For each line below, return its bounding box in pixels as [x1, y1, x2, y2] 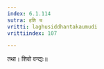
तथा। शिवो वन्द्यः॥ [7, 55, 48, 63]
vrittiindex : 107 [7, 29, 58, 37]
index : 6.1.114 [7, 10, 51, 17]
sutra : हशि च [7, 17, 43, 24]
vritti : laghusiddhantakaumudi [7, 23, 98, 30]
